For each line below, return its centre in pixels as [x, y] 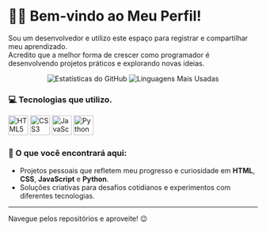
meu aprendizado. [38, 46]
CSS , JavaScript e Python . [64, 179]
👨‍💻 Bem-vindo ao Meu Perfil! [105, 16]
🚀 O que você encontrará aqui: [68, 153]
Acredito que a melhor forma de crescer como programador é [109, 55]
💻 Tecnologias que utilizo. [60, 100]
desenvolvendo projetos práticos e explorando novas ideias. [106, 63]
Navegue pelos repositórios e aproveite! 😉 [78, 218]
